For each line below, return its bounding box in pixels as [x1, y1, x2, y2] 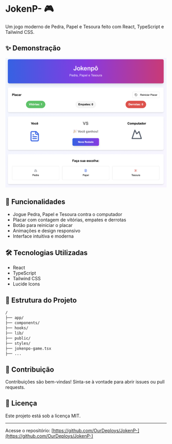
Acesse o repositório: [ [5, 427, 54, 433]
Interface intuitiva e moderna [12, 233, 74, 239]
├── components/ [5, 320, 40, 325]
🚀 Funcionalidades [5, 198, 66, 206]
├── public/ [5, 336, 31, 341]
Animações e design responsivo [12, 227, 81, 234]
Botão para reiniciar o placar [12, 222, 73, 228]
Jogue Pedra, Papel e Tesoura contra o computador [12, 211, 122, 217]
